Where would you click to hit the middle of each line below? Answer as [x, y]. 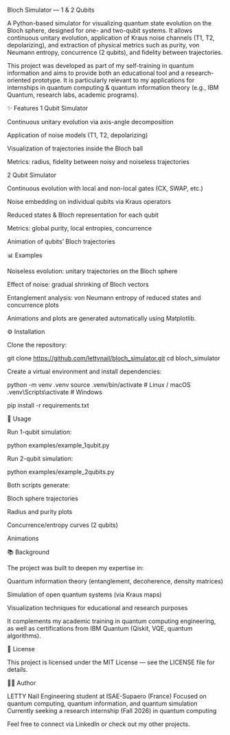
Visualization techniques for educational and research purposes [97, 608]
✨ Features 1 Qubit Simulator [48, 108]
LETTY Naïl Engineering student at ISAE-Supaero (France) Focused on [107, 696]
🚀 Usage [19, 419]
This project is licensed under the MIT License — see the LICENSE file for [111, 662]
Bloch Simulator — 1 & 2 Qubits [51, 10]
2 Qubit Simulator [32, 175]
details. [18, 669]
